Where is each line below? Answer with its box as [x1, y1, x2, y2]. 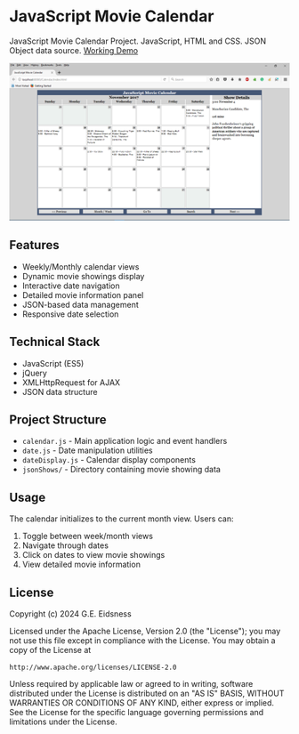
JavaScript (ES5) [21, 358, 85, 368]
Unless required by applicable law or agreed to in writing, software [9, 679, 254, 689]
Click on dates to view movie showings [21, 550, 166, 561]
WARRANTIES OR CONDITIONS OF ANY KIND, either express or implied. [9, 698, 274, 708]
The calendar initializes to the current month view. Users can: [9, 513, 234, 524]
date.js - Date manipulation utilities [21, 445, 153, 456]
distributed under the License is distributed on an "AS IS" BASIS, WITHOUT [9, 688, 285, 698]
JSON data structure [21, 386, 98, 397]
